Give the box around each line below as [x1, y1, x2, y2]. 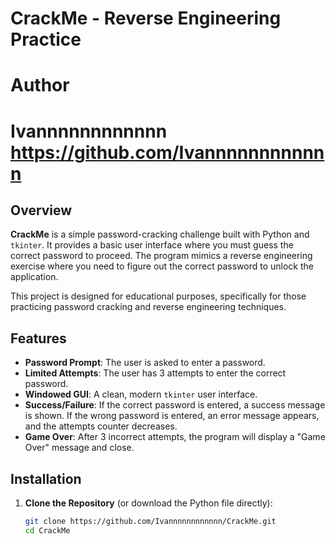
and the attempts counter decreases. [24, 420, 178, 432]
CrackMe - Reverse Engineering [10, 7, 282, 30]
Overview [10, 202, 73, 219]
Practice [10, 28, 82, 51]
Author [10, 74, 70, 97]
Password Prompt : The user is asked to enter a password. [24, 357, 266, 369]
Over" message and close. [24, 442, 135, 454]
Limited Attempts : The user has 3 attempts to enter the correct [24, 367, 287, 379]
